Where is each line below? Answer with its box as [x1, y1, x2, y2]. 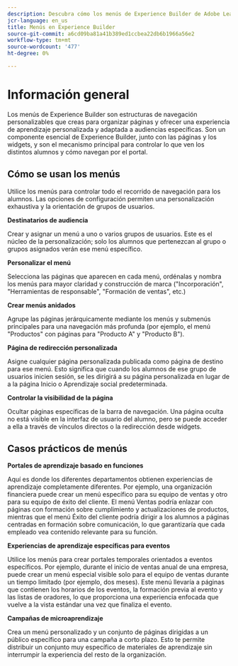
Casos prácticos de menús [7, 443, 127, 455]
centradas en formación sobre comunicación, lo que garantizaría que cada [7, 520, 225, 529]
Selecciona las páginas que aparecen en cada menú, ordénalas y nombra [7, 272, 222, 281]
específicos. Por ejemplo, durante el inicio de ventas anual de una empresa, [7, 563, 229, 571]
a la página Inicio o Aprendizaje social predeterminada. [7, 380, 168, 388]
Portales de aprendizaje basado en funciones [7, 461, 144, 470]
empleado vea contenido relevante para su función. [7, 528, 158, 536]
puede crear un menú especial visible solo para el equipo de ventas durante [7, 570, 229, 579]
